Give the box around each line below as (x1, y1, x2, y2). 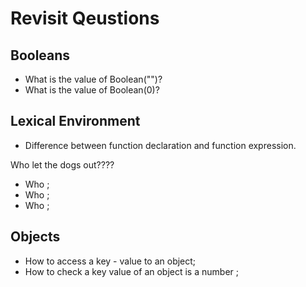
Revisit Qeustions (10, 7, 160, 30)
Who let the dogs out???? (10, 158, 115, 171)
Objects (10, 228, 61, 246)
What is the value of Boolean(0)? (24, 84, 160, 96)
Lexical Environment (10, 113, 141, 130)
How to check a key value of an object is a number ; (24, 265, 239, 277)
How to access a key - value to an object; (24, 255, 197, 267)
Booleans (10, 47, 71, 64)
